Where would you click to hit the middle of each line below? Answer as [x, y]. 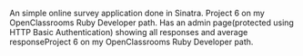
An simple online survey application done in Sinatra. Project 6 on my [137, 13]
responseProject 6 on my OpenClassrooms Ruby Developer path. [131, 42]
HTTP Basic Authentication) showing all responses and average [129, 32]
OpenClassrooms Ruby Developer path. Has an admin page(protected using [151, 23]
